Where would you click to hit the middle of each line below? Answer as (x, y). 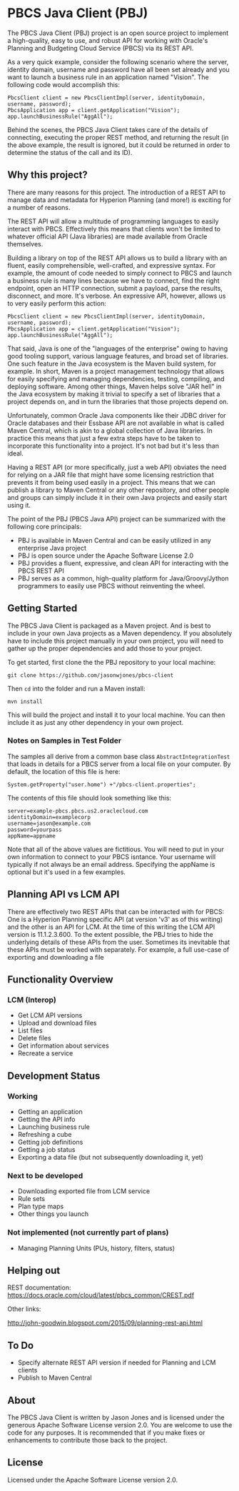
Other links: (24, 1309)
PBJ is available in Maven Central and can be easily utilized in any (115, 540)
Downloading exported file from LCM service (84, 1191)
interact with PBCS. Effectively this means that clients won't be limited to (114, 229)
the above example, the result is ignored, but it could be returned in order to (119, 145)
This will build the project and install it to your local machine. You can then (116, 715)
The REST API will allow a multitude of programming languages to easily (113, 221)
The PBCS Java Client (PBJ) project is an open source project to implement (118, 33)
